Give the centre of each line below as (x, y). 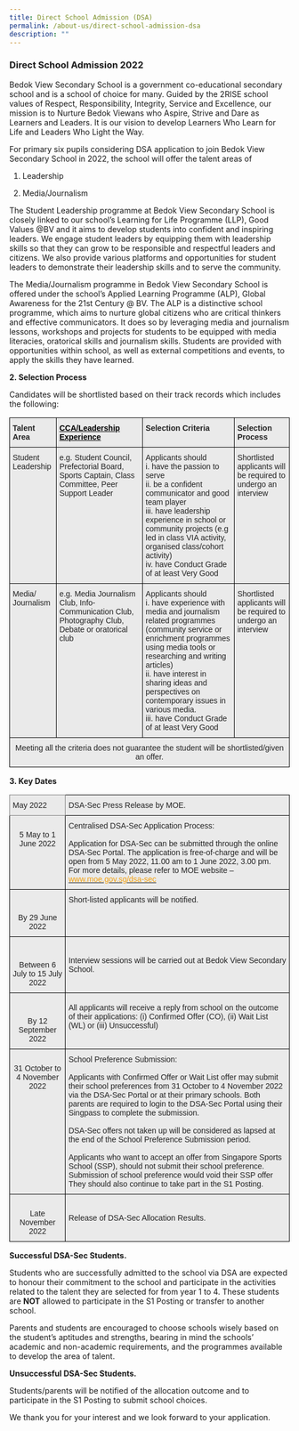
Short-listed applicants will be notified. (133, 899)
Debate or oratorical (93, 629)
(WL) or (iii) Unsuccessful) (113, 1025)
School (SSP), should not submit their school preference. (166, 1166)
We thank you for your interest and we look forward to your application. (140, 1417)
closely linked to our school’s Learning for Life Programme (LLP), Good (139, 220)
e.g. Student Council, (95, 457)
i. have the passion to (182, 466)
